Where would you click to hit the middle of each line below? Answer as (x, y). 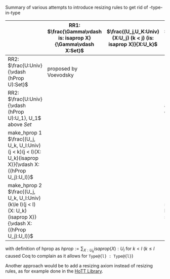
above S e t (20, 125)
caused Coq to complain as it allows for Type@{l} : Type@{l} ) (69, 256)
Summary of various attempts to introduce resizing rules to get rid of (77, 7)
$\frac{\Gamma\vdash (75, 31)
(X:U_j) (121, 38)
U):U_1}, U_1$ (25, 118)
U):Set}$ (18, 84)
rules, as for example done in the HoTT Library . (54, 271)
